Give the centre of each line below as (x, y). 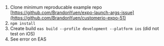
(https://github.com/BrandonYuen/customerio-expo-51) (68, 18)
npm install (23, 23)
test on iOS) (23, 34)
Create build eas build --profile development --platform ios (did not (84, 28)
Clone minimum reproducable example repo (56, 7)
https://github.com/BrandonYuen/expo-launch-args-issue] (73, 12)
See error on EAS (28, 39)
